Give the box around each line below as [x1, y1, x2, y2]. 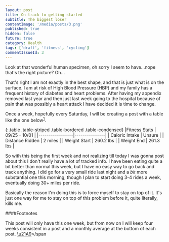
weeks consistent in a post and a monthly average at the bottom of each [5, 226, 156, 232]
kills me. [5, 200, 23, 206]
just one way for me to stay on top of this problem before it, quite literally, [5, 195, 158, 201]
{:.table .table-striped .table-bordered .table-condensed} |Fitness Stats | [5, 127, 156, 133]
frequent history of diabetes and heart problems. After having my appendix [5, 90, 162, 96]
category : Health [5, 41, 42, 46]
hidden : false [5, 31, 35, 36]
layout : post [5, 7, 33, 13]
